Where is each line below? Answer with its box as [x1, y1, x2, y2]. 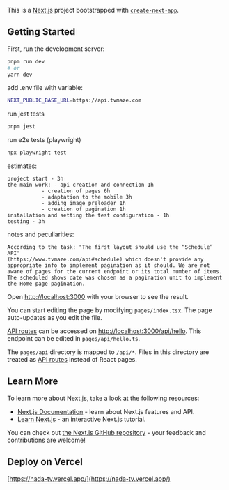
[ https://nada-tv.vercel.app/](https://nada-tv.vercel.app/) [7, 474, 171, 483]
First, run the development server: [7, 45, 105, 53]
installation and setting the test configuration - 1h [7, 212, 170, 219]
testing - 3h [7, 218, 45, 225]
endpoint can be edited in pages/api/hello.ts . [7, 335, 141, 343]
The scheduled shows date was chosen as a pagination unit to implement [7, 275, 223, 282]
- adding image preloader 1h [41, 200, 127, 207]
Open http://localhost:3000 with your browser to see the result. [7, 293, 189, 301]
